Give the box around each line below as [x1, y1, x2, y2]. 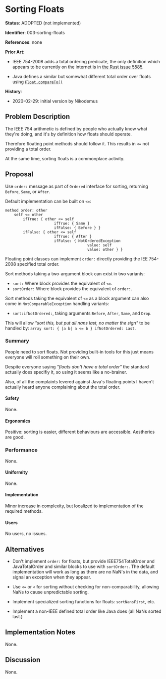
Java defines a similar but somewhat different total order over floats [12, 73, 151, 79]
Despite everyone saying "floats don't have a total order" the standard [5, 363, 149, 369]
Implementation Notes [5, 628, 76, 637]
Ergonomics [5, 418, 31, 424]
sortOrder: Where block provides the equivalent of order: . [12, 285, 132, 292]
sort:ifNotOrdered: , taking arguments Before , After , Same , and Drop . [12, 310, 152, 316]
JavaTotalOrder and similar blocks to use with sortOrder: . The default [12, 564, 155, 569]
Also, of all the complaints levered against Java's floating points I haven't [5, 378, 154, 384]
